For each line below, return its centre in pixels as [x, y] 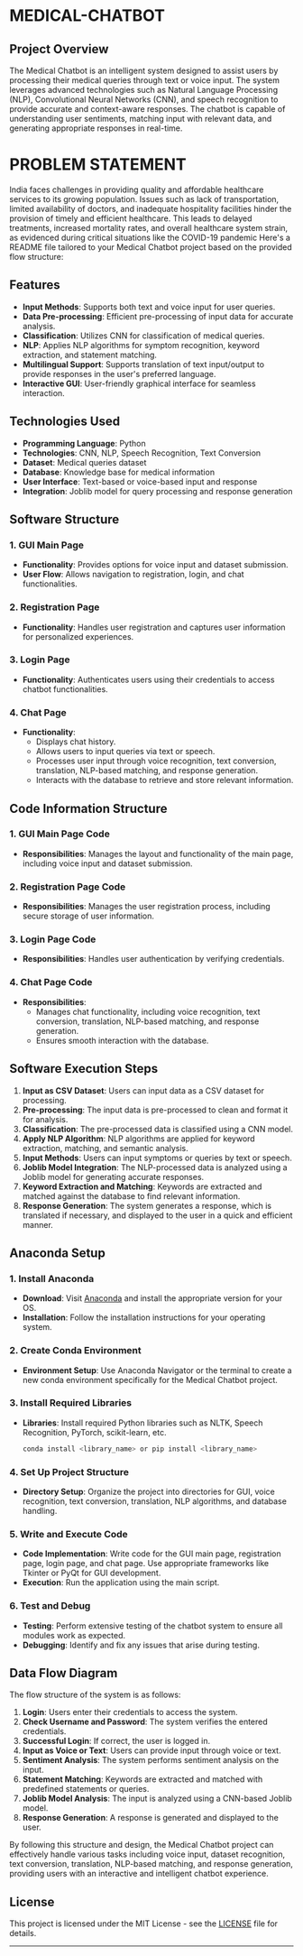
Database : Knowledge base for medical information [118, 472]
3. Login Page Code [53, 939]
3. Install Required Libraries [71, 1403]
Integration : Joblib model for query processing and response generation [157, 491]
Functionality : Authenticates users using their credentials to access [148, 679]
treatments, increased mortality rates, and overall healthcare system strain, [149, 227]
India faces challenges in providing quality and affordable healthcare [137, 189]
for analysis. [45, 1119]
